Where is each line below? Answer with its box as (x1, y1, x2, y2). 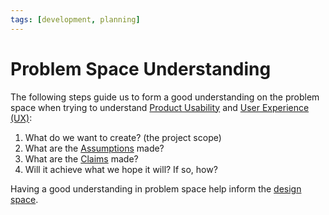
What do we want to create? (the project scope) (24, 131, 222, 143)
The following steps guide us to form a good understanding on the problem (10, 91, 320, 103)
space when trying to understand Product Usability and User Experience (10, 101, 310, 113)
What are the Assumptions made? (24, 142, 165, 154)
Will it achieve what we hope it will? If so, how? (24, 163, 218, 175)
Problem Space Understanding (10, 57, 272, 80)
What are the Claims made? (24, 152, 139, 165)
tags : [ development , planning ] (10, 14, 141, 25)
